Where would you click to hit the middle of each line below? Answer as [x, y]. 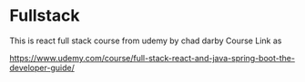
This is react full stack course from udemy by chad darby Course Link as [146, 41]
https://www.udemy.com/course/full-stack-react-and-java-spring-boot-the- [152, 58]
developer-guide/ [42, 68]
